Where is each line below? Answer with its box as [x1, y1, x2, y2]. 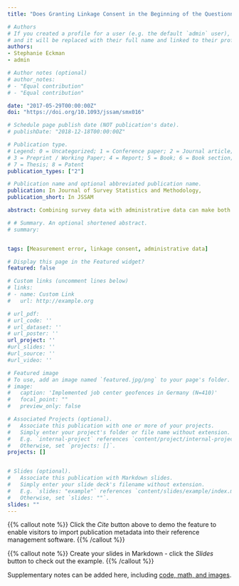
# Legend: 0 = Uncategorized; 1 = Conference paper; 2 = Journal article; [7, 148, 234, 155]
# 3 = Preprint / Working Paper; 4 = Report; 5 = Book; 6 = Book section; [7, 154, 234, 161]
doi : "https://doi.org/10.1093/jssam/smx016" [7, 108, 144, 116]
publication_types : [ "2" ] [7, 168, 84, 175]
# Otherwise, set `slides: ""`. [7, 494, 110, 501]
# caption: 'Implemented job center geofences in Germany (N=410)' [7, 389, 218, 396]
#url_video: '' [7, 356, 53, 364]
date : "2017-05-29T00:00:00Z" [7, 102, 97, 109]
